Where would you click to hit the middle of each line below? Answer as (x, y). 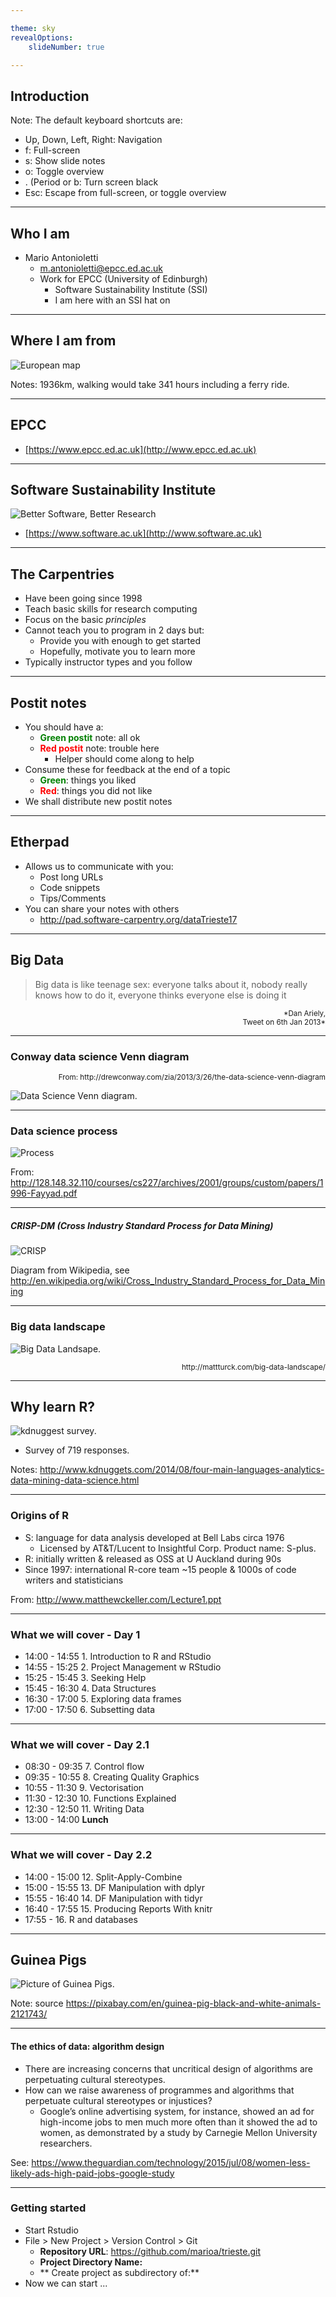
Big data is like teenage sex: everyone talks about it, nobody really (171, 984)
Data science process (64, 1131)
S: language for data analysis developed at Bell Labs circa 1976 (154, 1537)
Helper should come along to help (124, 759)
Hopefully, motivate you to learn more (117, 652)
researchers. (66, 2143)
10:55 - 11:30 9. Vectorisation (84, 1788)
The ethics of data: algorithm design (87, 2046)
